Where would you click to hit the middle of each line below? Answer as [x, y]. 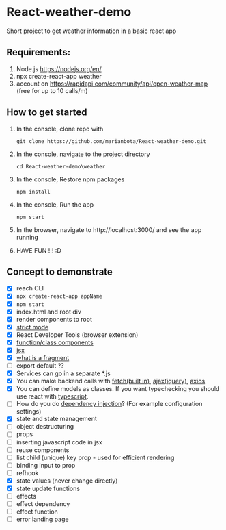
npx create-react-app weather [59, 76]
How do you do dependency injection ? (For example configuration [109, 404]
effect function [37, 512]
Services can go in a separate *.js [63, 373]
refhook [27, 472]
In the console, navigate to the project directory [83, 154]
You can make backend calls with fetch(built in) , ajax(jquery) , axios [111, 381]
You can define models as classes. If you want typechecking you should [118, 389]
